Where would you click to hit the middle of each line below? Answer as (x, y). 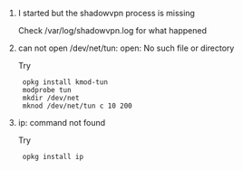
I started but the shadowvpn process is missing (106, 13)
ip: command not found (62, 123)
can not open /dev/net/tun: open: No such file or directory (126, 48)
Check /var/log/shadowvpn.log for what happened (112, 30)
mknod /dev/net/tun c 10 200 (78, 106)
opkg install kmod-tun (65, 82)
